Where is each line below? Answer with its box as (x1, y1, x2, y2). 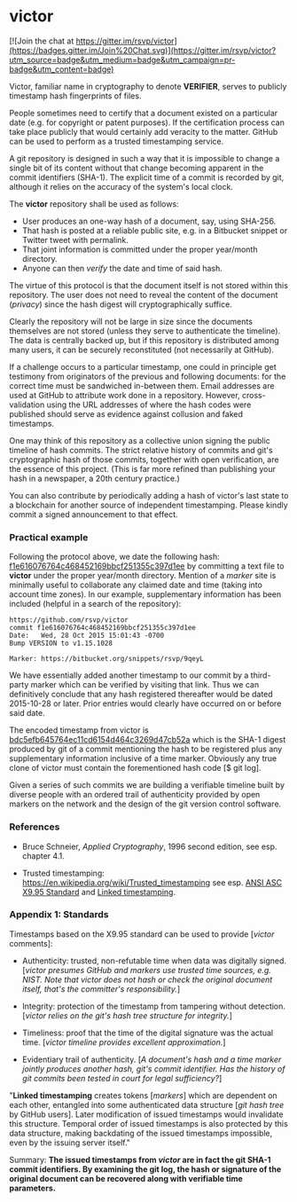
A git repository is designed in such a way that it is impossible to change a (9, 153, 280, 163)
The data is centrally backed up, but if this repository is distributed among (9, 334, 279, 345)
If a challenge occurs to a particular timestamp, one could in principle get (9, 361, 277, 372)
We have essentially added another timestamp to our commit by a (9, 670, 249, 680)
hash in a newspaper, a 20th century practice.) (9, 473, 180, 483)
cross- (242, 389, 266, 400)
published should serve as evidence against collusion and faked (9, 408, 244, 419)
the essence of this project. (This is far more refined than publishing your (9, 463, 277, 474)
